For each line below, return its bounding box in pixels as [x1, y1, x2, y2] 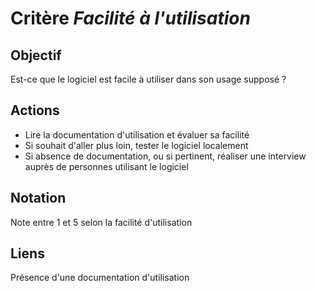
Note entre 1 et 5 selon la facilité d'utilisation [10, 216, 193, 228]
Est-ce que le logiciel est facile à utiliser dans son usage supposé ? [10, 73, 287, 85]
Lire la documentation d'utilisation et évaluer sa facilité [24, 128, 250, 141]
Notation [10, 190, 67, 207]
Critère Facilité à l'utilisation [10, 7, 251, 30]
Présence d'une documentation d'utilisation [10, 272, 190, 284]
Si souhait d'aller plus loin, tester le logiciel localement [24, 139, 249, 151]
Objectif [10, 47, 62, 64]
